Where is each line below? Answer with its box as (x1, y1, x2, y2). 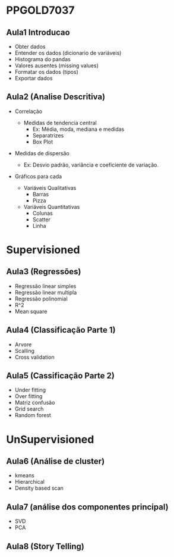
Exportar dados (14, 75, 53, 82)
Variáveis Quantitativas (23, 203, 80, 210)
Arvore (14, 340, 32, 348)
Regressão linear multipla (14, 289, 77, 296)
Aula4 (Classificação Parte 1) (6, 325, 116, 335)
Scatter (32, 215, 50, 223)
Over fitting (14, 393, 43, 400)
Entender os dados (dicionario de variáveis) (14, 49, 122, 57)
